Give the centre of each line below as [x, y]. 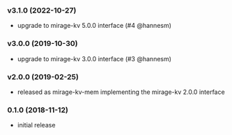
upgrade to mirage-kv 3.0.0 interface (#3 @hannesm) [94, 58]
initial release [36, 125]
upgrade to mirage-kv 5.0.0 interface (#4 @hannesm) [94, 26]
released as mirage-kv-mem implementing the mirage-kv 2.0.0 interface [121, 92]
